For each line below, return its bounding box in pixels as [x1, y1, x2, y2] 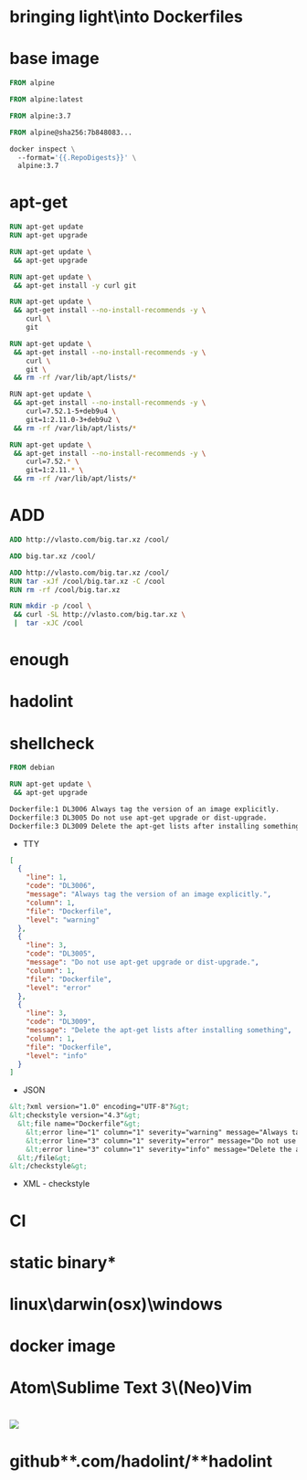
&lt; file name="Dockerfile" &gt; [17, 1119, 142, 1129]
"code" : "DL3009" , [26, 1017, 96, 1027]
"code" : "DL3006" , [26, 882, 96, 891]
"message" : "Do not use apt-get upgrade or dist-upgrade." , [26, 957, 259, 967]
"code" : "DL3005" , [26, 949, 96, 958]
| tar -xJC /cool [13, 618, 84, 628]
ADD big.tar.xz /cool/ [9, 551, 96, 561]
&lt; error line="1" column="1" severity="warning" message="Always [26, 1127, 288, 1136]
